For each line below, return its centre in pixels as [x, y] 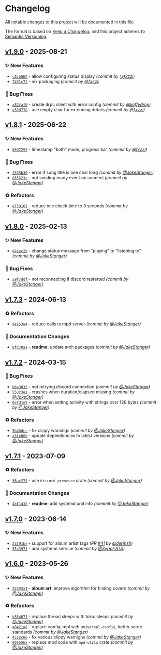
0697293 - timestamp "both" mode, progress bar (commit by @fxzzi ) [80, 149]
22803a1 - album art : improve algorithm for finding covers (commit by [81, 588]
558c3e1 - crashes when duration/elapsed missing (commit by [73, 392]
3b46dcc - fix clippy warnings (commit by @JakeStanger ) [69, 431]
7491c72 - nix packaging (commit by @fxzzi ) [56, 81]
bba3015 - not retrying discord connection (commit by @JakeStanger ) [81, 386]
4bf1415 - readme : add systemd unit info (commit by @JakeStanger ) [80, 504]
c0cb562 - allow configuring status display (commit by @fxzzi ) [73, 76]
